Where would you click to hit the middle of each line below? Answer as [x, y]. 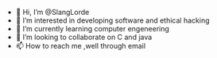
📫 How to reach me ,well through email [80, 46]
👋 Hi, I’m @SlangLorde [52, 12]
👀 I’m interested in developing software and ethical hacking [112, 20]
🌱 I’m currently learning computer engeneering [92, 29]
